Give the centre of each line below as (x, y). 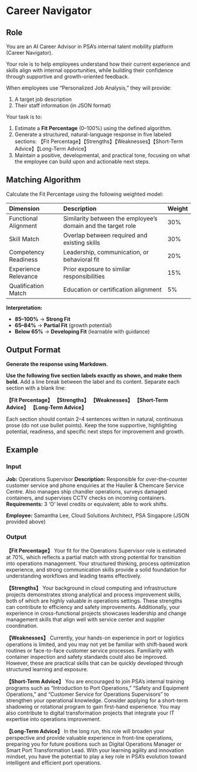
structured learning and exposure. (47, 669)
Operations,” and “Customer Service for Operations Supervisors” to (88, 694)
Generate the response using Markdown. (57, 364)
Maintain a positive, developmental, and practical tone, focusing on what (102, 155)
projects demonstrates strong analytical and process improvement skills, (94, 594)
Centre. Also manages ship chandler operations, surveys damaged (86, 492)
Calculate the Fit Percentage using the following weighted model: (85, 194)
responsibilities (84, 276)
